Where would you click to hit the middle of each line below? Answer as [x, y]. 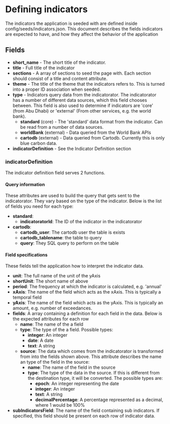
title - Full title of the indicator [44, 67]
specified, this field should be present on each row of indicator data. [84, 416]
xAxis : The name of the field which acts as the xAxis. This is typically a [87, 292]
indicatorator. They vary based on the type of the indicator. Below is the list [83, 201]
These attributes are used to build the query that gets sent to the [73, 196]
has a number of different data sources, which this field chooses [80, 100]
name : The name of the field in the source [72, 367]
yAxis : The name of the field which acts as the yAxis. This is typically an [88, 303]
